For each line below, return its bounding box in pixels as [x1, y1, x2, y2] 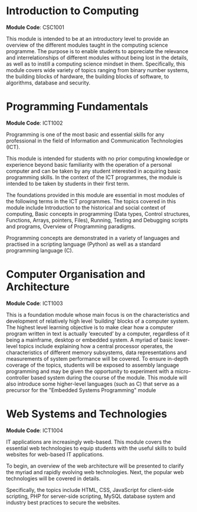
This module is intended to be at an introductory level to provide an [6, 35, 169, 42]
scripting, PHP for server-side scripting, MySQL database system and [6, 492, 176, 500]
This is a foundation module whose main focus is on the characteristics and [6, 311, 190, 318]
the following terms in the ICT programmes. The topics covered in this [6, 197, 176, 205]
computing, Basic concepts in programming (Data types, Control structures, [6, 210, 191, 217]
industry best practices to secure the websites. [6, 498, 121, 506]
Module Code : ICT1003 [6, 300, 63, 307]
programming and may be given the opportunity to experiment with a [6, 368, 174, 375]
